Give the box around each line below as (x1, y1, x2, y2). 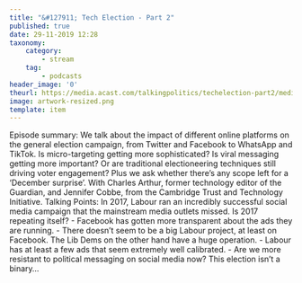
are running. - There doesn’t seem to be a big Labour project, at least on (9, 226, 277, 236)
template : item (9, 105, 67, 114)
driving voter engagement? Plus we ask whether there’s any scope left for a (9, 168, 289, 179)
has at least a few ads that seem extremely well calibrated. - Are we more (9, 244, 281, 255)
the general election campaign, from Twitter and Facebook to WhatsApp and (9, 139, 293, 150)
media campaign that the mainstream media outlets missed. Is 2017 (9, 206, 259, 217)
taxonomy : (9, 38, 47, 48)
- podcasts (41, 72, 83, 81)
